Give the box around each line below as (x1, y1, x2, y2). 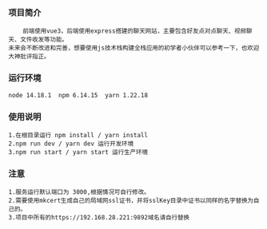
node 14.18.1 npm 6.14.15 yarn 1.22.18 (8, 91, 149, 99)
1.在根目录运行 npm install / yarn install (8, 131, 148, 139)
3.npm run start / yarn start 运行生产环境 (8, 148, 148, 156)
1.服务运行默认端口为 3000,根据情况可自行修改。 (8, 188, 150, 196)
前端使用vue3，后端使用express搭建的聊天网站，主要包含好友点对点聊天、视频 (22, 27, 246, 35)
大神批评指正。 (8, 53, 50, 61)
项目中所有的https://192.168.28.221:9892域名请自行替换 (15, 214, 190, 222)
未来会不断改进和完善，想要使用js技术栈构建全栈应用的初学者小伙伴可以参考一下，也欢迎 (8, 44, 260, 53)
